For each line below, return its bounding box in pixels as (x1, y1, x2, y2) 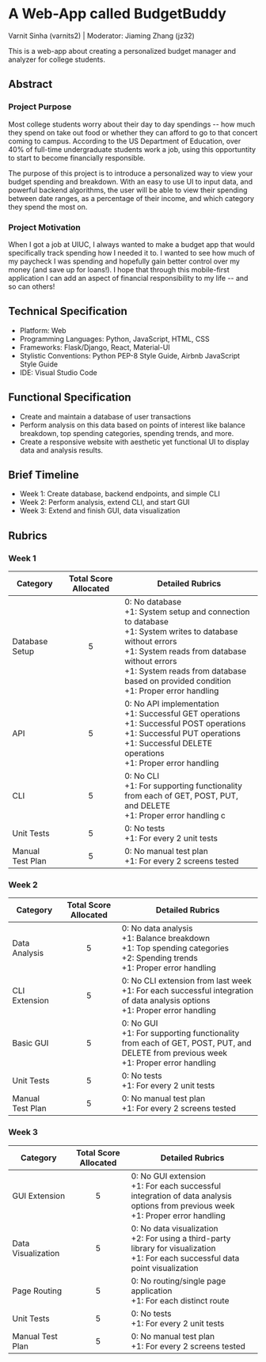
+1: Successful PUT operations (123, 728, 241, 739)
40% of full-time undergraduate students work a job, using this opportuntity (8, 144, 256, 154)
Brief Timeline (8, 468, 79, 481)
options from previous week (131, 1200, 235, 1211)
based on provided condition (123, 676, 232, 687)
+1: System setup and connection (123, 606, 251, 617)
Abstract (8, 78, 53, 91)
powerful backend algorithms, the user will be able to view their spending (8, 185, 248, 195)
